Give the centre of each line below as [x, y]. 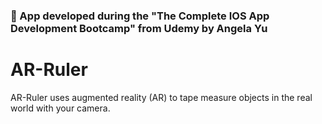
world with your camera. [60, 108]
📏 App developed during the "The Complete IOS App [140, 16]
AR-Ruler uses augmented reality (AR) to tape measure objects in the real [161, 97]
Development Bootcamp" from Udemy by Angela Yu [139, 28]
